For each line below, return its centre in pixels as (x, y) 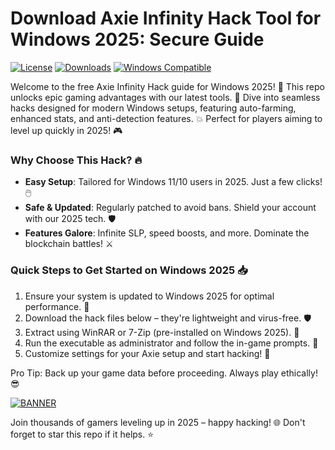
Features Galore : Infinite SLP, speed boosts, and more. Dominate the (167, 233)
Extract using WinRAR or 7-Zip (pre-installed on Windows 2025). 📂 (162, 332)
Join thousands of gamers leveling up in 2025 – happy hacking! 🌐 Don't (158, 422)
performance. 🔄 (57, 306)
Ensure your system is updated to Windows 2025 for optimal (149, 296)
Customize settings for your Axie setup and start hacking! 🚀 (147, 353)
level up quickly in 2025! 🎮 (66, 130)
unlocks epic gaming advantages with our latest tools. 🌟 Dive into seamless (165, 97)
